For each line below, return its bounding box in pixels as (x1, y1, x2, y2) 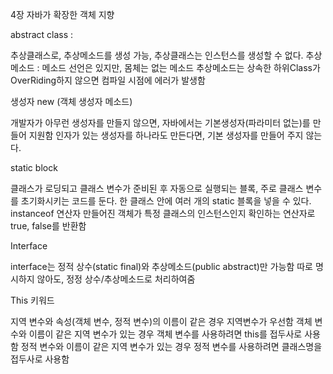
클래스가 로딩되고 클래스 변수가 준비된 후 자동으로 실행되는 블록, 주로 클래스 (10, 183, 304, 194)
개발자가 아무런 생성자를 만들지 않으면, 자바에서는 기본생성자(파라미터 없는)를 (10, 117, 311, 128)
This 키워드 (10, 294, 55, 306)
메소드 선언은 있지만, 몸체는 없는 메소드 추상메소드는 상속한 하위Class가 (41, 62, 321, 73)
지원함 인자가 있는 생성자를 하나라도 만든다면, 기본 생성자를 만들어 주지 (28, 129, 304, 141)
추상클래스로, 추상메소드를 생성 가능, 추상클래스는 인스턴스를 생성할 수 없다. (10, 49, 304, 61)
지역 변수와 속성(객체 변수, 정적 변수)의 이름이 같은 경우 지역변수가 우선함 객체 (10, 316, 313, 327)
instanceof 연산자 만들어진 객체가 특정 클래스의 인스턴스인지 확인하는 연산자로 (10, 208, 316, 219)
